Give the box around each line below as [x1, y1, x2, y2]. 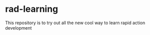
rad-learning [5, 3, 58, 15]
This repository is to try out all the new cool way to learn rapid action [5, 20, 145, 26]
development [5, 25, 32, 31]
